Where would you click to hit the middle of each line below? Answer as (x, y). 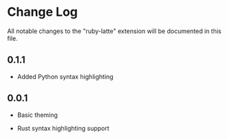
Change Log (42, 12)
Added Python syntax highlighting (65, 76)
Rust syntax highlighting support (63, 128)
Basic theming (38, 115)
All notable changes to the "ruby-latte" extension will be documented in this (114, 31)
